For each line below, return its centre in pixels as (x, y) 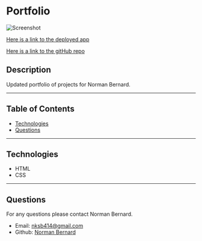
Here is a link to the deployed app (48, 39)
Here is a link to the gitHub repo (46, 51)
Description (29, 70)
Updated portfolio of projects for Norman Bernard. (69, 84)
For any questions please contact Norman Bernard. (70, 214)
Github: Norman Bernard (45, 232)
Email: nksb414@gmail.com (49, 226)
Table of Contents (41, 109)
